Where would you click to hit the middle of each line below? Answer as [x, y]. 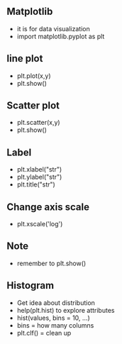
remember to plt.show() [51, 263]
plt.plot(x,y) [34, 76]
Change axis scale [48, 207]
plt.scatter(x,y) [39, 123]
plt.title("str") [36, 184]
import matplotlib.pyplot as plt [61, 36]
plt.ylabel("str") [39, 177]
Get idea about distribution [56, 303]
